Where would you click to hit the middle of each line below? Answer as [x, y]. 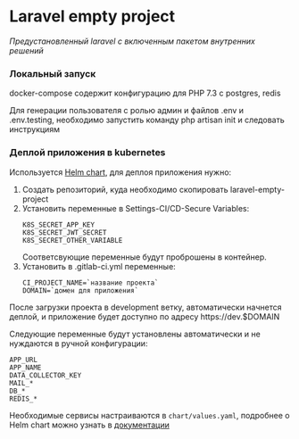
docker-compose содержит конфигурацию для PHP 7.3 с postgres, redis [145, 93]
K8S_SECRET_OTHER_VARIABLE [72, 240]
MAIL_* [21, 383]
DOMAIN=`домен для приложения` [80, 290]
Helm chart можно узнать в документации [89, 425]
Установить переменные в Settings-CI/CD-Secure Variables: [136, 208]
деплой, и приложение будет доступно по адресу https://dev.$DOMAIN [145, 316]
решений [27, 50]
